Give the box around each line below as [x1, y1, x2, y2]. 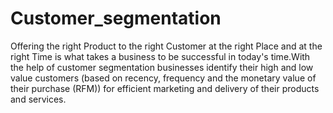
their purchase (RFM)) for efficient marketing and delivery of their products [10, 82, 320, 94]
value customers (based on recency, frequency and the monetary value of [10, 72, 317, 84]
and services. [10, 93, 67, 105]
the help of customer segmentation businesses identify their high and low [10, 61, 314, 73]
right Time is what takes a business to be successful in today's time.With [10, 50, 311, 62]
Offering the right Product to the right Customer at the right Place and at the [10, 40, 323, 52]
